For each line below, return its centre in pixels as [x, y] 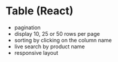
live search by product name [49, 46]
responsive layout [36, 52]
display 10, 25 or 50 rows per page [57, 33]
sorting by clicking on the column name [63, 40]
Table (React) [40, 11]
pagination [28, 27]
